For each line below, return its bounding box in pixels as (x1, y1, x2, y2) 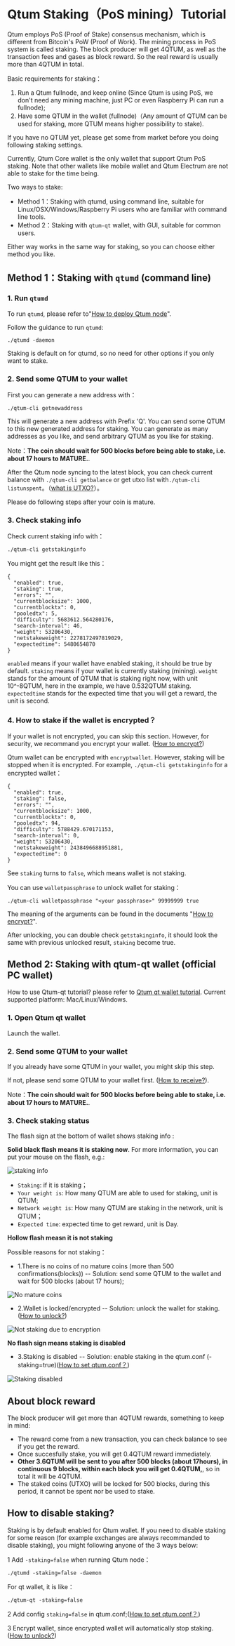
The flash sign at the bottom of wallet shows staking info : (7, 1131, 175, 1141)
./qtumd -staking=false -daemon (7, 1569, 102, 1577)
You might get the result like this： (7, 559, 107, 568)
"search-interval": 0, (13, 832, 80, 839)
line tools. (17, 212, 46, 221)
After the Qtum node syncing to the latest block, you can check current (7, 467, 213, 476)
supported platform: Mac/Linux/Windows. (7, 995, 128, 1004)
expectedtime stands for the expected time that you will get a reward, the (7, 689, 217, 698)
